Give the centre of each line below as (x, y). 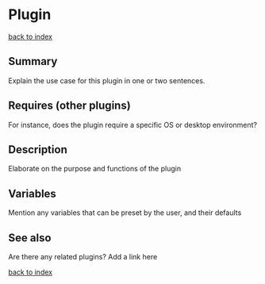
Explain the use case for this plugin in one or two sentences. (107, 80)
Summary (33, 61)
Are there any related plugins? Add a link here (83, 257)
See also (30, 238)
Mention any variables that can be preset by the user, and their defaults (125, 213)
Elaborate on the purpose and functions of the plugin (94, 169)
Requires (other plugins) (69, 106)
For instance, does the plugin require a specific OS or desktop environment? (133, 125)
